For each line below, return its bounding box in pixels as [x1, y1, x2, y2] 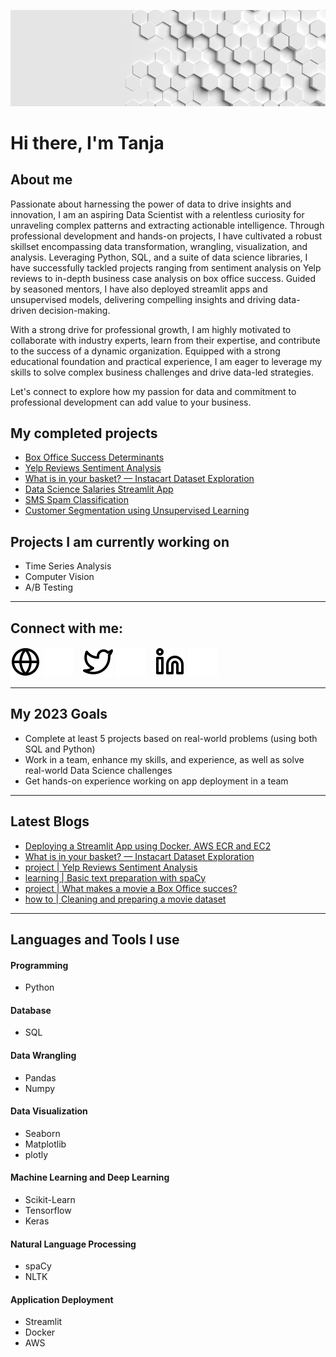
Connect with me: [10, 620, 124, 637]
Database [10, 1004, 52, 1016]
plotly [24, 1148, 49, 1160]
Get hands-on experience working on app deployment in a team [24, 775, 289, 787]
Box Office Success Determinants [24, 451, 165, 464]
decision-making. [38, 304, 111, 316]
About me [10, 171, 73, 189]
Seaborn [24, 1127, 61, 1139]
